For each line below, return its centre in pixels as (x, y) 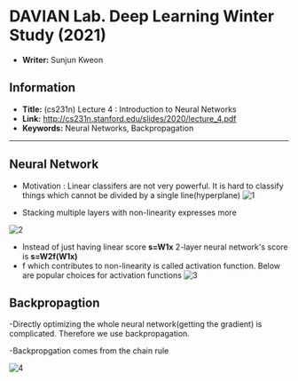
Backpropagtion (55, 302)
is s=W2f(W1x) (50, 256)
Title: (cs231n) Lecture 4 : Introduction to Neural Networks (129, 109)
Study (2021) (58, 35)
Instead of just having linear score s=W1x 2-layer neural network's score (155, 247)
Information (43, 87)
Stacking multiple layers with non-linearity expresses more (129, 212)
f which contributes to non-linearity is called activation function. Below (151, 266)
